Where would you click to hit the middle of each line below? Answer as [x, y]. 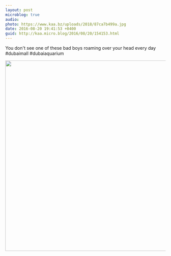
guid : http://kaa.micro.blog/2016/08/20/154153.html [62, 34]
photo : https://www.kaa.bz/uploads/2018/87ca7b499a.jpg [66, 24]
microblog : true [22, 15]
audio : [12, 19]
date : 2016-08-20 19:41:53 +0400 [41, 29]
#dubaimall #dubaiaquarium [35, 53]
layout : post [19, 10]
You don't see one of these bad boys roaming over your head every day [81, 48]
